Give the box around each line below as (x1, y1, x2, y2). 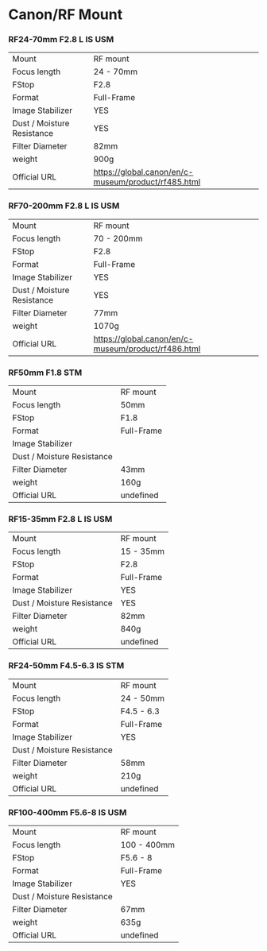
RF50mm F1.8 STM (8, 367, 83, 378)
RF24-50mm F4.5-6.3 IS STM (8, 660, 125, 671)
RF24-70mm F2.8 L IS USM (8, 34, 114, 45)
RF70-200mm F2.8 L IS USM (8, 200, 120, 211)
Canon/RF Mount (8, 6, 123, 24)
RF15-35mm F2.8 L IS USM (8, 514, 113, 524)
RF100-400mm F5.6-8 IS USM (8, 806, 127, 818)
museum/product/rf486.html (93, 343, 201, 354)
